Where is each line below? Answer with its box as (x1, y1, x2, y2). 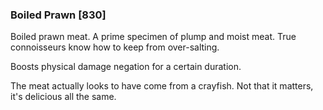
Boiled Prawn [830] (10, 8, 107, 22)
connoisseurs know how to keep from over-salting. (10, 41, 220, 53)
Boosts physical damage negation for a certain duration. (10, 61, 242, 73)
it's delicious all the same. (10, 91, 117, 103)
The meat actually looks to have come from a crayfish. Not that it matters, (10, 80, 314, 92)
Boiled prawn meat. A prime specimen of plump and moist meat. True (10, 31, 297, 43)
